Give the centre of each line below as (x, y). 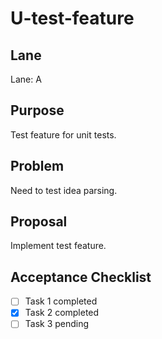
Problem (37, 166)
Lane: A (26, 79)
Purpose (37, 110)
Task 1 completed (61, 301)
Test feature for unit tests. (63, 134)
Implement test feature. (58, 246)
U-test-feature (72, 18)
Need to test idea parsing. (64, 190)
